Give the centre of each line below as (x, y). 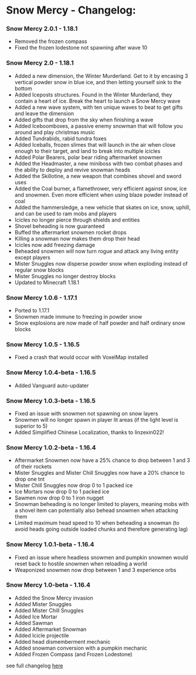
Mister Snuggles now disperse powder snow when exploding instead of (101, 263)
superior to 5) (31, 426)
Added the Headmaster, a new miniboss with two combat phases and (99, 163)
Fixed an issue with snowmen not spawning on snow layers (86, 413)
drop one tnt (30, 479)
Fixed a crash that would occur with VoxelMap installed (81, 358)
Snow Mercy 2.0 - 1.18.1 (40, 63)
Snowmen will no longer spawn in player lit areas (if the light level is (96, 419)
